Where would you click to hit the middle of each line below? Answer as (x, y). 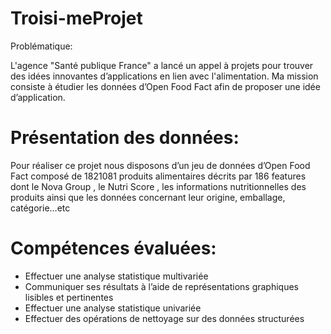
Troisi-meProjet (76, 18)
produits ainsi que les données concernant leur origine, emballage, (148, 197)
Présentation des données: (125, 138)
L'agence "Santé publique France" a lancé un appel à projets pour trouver (162, 65)
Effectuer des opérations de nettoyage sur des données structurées (164, 318)
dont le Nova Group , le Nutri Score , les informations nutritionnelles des (158, 186)
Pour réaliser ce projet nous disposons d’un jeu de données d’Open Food (160, 165)
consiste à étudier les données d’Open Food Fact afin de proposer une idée (165, 86)
